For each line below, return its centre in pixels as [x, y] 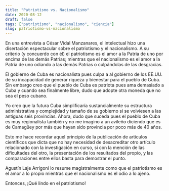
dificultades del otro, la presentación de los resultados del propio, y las [79, 153]
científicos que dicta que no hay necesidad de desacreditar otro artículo [80, 142]
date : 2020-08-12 [24, 15]
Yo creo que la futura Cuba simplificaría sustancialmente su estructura [79, 106]
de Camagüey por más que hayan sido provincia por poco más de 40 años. [84, 127]
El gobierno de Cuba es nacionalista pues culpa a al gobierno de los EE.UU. [84, 74]
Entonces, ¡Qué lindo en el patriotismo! [46, 183]
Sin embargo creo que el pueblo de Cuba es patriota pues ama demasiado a [85, 85]
